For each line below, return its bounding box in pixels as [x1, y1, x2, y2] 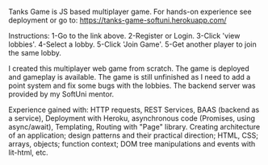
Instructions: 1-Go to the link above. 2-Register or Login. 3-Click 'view [8, 31, 241, 40]
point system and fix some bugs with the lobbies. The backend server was [8, 80, 256, 90]
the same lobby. [8, 48, 62, 57]
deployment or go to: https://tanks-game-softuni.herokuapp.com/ [8, 15, 227, 25]
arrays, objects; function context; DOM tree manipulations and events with [8, 139, 256, 148]
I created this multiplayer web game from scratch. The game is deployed [8, 64, 250, 73]
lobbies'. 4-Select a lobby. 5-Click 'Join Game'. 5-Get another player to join [8, 39, 257, 49]
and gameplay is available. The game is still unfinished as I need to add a [8, 72, 251, 81]
